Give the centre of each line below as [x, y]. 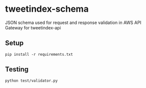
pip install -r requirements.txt [39, 54]
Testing [17, 69]
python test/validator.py [31, 81]
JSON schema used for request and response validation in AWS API [73, 22]
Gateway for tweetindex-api [33, 27]
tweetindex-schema [47, 9]
